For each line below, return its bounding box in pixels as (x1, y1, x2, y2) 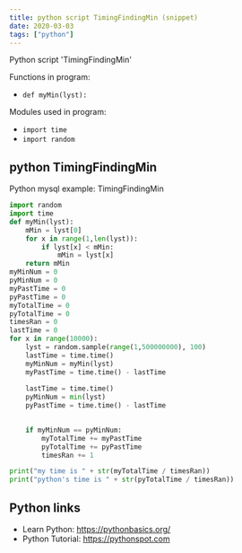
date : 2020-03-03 (9, 22, 74, 31)
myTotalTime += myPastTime (41, 434, 143, 443)
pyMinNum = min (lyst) (25, 392, 106, 402)
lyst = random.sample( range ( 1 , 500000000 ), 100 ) (25, 343, 206, 352)
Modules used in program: (9, 107, 107, 118)
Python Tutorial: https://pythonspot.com (22, 533, 170, 544)
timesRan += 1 (41, 451, 94, 460)
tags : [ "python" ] (9, 30, 74, 39)
